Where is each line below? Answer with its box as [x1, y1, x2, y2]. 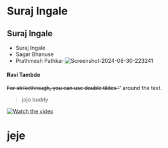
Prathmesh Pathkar [15, 57, 64, 64]
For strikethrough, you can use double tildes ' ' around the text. [7, 85, 163, 92]
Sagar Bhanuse [15, 51, 54, 58]
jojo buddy [21, 96, 49, 103]
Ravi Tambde [7, 71, 40, 78]
